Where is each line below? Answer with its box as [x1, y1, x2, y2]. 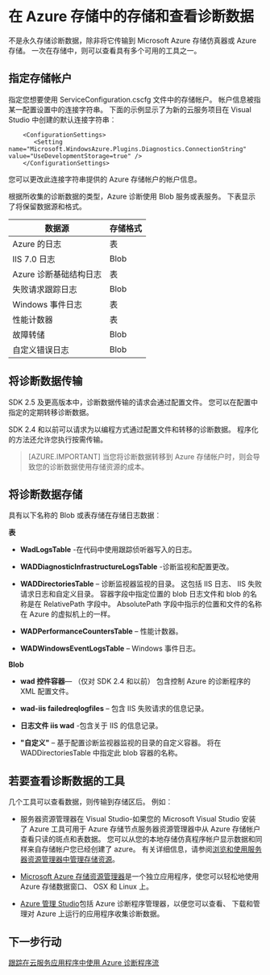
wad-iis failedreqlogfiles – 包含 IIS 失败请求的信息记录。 [19, 704, 209, 713]
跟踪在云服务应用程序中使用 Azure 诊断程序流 [8, 958, 160, 967]
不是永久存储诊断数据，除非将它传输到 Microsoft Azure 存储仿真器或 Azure [8, 36, 257, 45]
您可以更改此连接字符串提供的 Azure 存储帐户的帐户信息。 [8, 174, 201, 184]
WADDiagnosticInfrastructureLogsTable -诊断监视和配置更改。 [19, 562, 234, 571]
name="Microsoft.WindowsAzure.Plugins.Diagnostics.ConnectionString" [8, 144, 247, 153]
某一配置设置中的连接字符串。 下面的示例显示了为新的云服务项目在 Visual [8, 104, 251, 114]
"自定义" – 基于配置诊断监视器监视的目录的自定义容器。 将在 [19, 738, 222, 747]
